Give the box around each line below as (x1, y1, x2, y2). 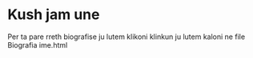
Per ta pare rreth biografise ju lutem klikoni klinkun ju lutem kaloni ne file (7, 32, 246, 41)
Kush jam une (7, 6, 100, 24)
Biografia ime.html (7, 40, 68, 49)
